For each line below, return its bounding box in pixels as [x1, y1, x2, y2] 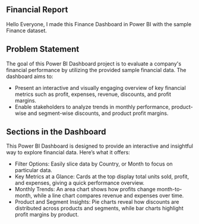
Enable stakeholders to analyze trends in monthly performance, [14, 103, 170, 110]
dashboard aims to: [6, 73, 53, 80]
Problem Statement [6, 44, 80, 54]
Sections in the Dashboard [6, 127, 106, 137]
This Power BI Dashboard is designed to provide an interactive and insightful [6, 142, 193, 150]
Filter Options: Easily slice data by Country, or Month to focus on [14, 160, 173, 167]
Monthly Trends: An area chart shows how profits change [14, 186, 156, 193]
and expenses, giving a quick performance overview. [14, 179, 144, 186]
